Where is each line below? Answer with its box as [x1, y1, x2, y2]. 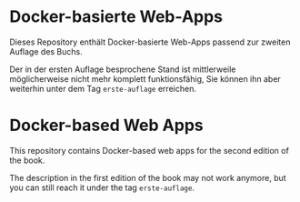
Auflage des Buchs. [9, 45, 84, 56]
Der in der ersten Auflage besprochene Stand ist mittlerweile [9, 64, 236, 75]
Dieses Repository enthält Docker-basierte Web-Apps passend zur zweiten [9, 36, 291, 47]
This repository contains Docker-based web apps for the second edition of [9, 145, 289, 156]
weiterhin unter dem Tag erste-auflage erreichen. [9, 83, 197, 94]
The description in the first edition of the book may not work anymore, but [9, 172, 286, 183]
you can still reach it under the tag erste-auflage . [9, 182, 195, 193]
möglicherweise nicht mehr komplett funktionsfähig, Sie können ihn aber [9, 73, 282, 84]
